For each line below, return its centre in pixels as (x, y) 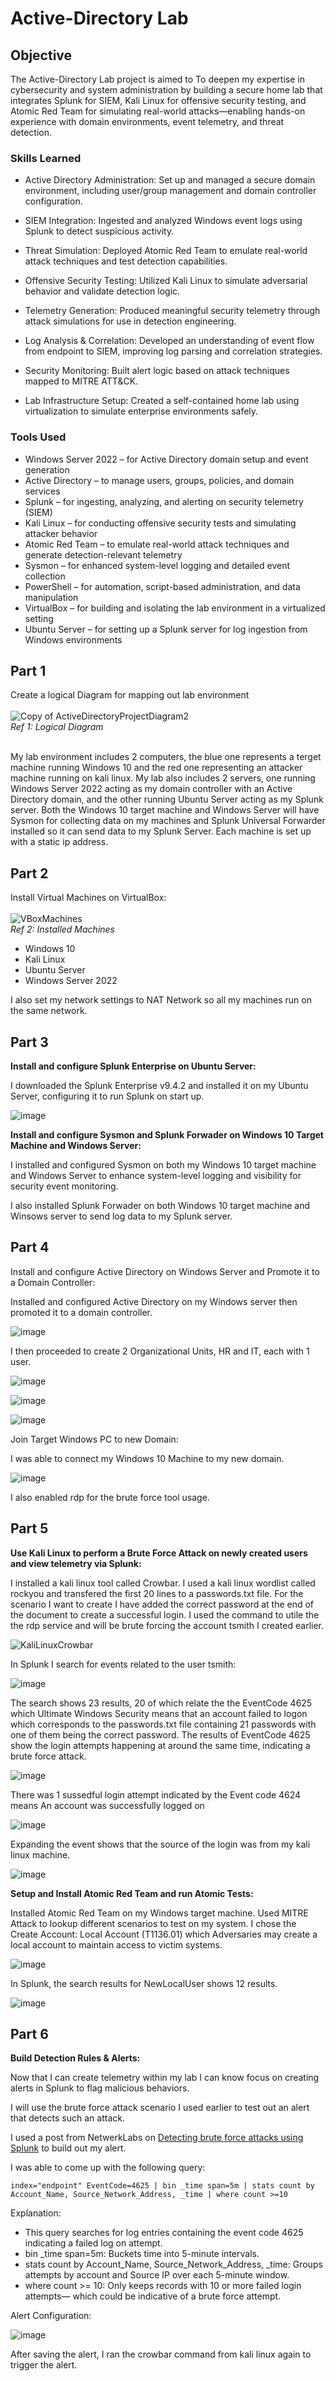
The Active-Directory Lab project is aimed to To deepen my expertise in (157, 79)
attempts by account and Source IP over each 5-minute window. (157, 2275)
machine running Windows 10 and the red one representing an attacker (156, 768)
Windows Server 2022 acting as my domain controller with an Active (151, 789)
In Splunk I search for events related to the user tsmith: (123, 1664)
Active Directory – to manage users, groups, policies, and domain (159, 480)
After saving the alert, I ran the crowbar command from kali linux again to (161, 2354)
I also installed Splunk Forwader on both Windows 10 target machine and (160, 1206)
